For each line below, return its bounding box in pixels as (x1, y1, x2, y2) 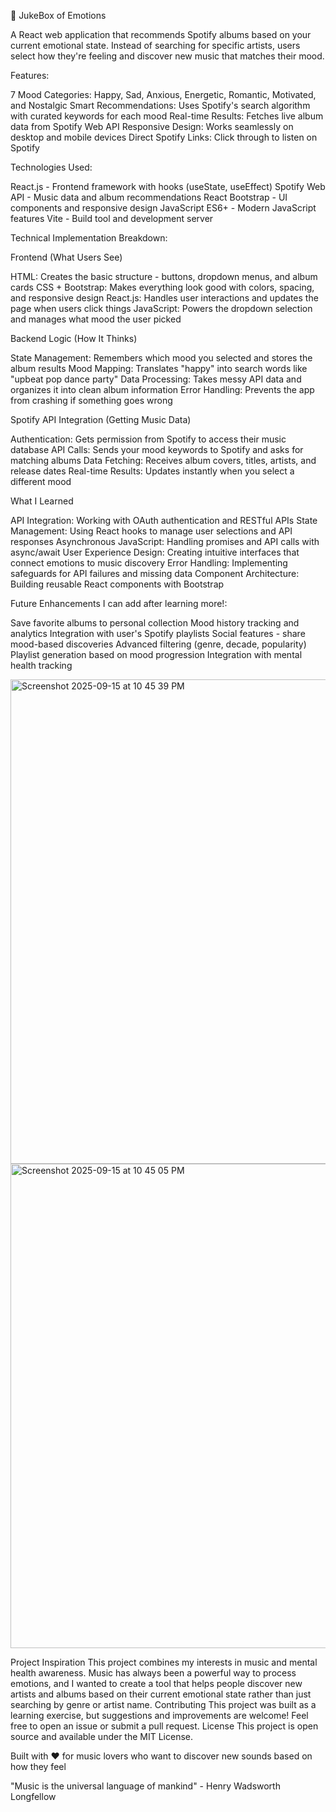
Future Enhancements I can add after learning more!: (10, 598, 228, 609)
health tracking (10, 660, 73, 671)
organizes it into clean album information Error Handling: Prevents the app (10, 384, 315, 395)
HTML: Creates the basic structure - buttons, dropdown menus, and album (10, 271, 318, 282)
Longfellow (10, 1791, 57, 1802)
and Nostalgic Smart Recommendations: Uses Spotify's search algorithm (10, 100, 311, 111)
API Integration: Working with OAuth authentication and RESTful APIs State (10, 515, 318, 526)
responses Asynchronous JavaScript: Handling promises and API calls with (10, 536, 320, 547)
